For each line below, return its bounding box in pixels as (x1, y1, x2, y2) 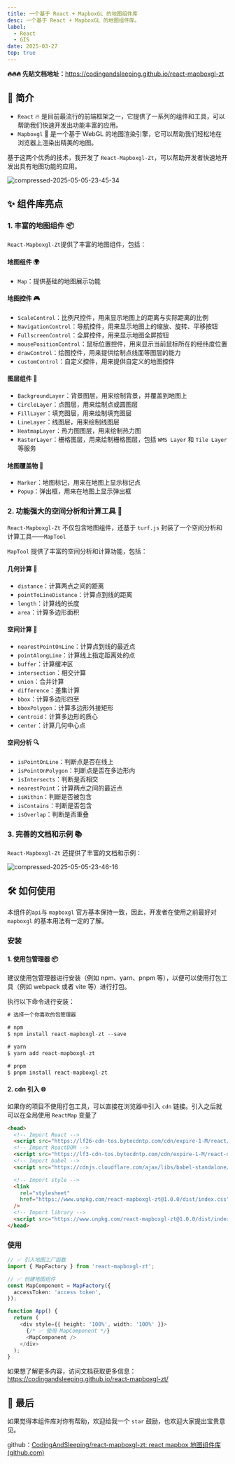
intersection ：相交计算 (17, 668, 86, 677)
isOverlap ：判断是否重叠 (17, 810, 90, 819)
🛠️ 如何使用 (7, 885, 56, 896)
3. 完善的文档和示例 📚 (7, 829, 83, 839)
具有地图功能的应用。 (19, 162, 81, 170)
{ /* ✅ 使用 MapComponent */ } (25, 1327, 111, 1334)
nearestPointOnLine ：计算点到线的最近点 (17, 642, 136, 650)
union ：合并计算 (17, 677, 64, 685)
